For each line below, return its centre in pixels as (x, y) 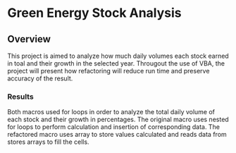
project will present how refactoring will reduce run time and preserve (108, 71)
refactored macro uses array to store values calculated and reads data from (117, 135)
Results (20, 97)
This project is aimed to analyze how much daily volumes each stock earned (118, 56)
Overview (29, 39)
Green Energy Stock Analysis (94, 13)
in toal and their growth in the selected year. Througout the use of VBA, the (116, 63)
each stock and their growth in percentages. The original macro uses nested (118, 120)
